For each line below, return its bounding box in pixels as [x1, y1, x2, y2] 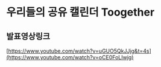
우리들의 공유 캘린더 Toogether [6, 5, 155, 19]
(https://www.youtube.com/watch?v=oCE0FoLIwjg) [6, 54, 134, 60]
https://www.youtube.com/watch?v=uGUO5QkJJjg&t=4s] [8, 47, 152, 54]
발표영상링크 [6, 31, 50, 41]
